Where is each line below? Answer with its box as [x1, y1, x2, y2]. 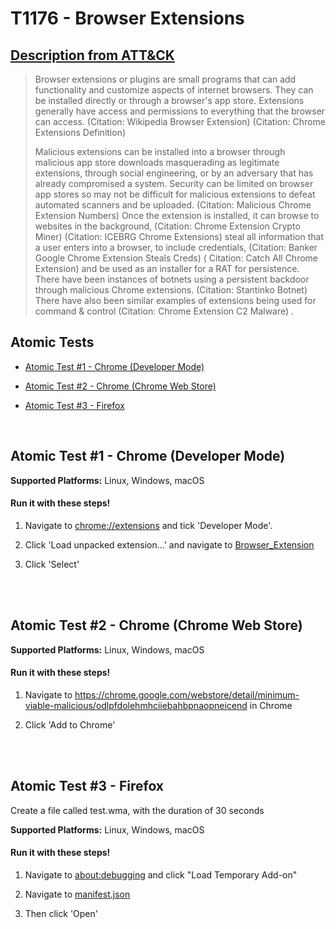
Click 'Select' [24, 558, 80, 570]
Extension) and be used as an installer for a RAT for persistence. [34, 263, 300, 274]
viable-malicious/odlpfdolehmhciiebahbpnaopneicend [24, 699, 248, 711]
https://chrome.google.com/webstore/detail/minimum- [74, 688, 300, 701]
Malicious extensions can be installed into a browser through [34, 146, 286, 157]
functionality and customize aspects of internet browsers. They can [34, 84, 314, 96]
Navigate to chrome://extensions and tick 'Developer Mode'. [24, 519, 273, 531]
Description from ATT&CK [10, 47, 175, 64]
